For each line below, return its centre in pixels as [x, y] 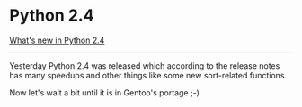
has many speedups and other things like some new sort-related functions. [148, 75]
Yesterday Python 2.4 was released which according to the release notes [145, 66]
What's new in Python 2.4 [57, 40]
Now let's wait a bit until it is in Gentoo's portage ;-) [105, 92]
